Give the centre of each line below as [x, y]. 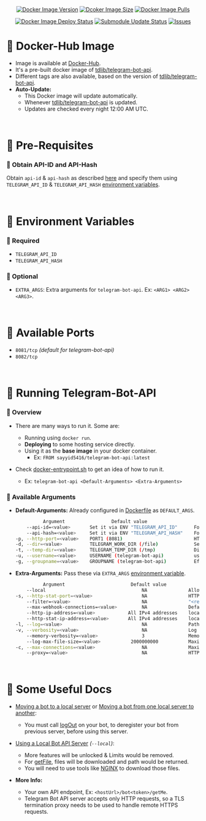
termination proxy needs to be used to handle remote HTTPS [101, 805]
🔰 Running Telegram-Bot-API [81, 393]
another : [26, 713]
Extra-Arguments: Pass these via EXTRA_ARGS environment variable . [100, 573]
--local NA [87, 590]
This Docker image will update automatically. [81, 96]
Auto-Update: [33, 89]
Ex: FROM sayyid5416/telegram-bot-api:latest [92, 457]
